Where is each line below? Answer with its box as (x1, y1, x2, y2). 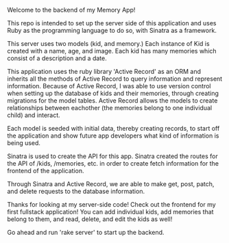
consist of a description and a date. (7, 54, 108, 62)
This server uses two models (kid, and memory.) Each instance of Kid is (7, 40, 210, 47)
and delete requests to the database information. (7, 188, 145, 195)
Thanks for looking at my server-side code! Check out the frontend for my (7, 201, 216, 208)
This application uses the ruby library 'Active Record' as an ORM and (7, 68, 201, 75)
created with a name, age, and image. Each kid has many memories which (7, 47, 217, 55)
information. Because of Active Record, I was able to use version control (7, 82, 211, 90)
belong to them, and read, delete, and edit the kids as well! (7, 215, 173, 223)
